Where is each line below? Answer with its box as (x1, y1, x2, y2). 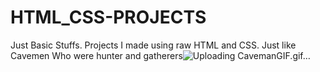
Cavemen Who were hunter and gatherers (10, 49, 183, 61)
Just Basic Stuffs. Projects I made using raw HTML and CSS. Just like (10, 39, 297, 51)
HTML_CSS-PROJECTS (10, 6, 207, 29)
